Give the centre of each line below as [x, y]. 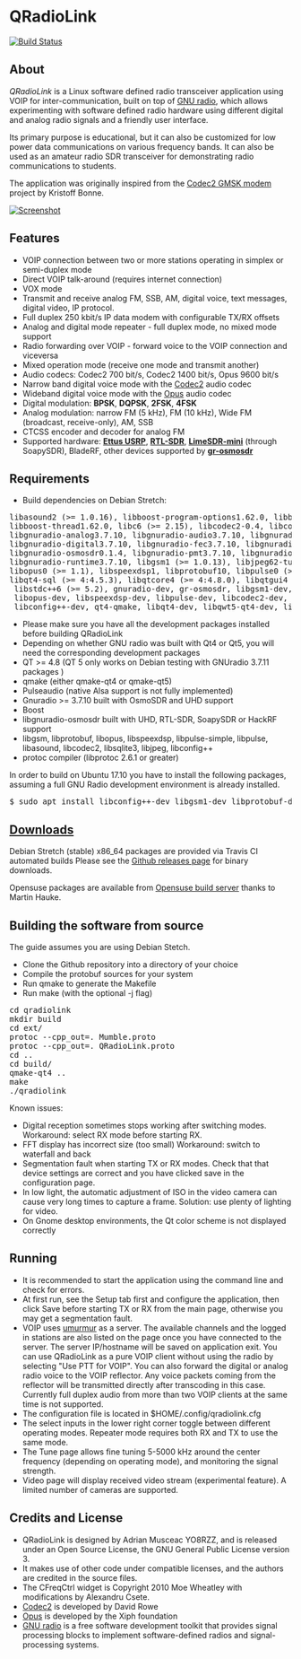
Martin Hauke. [35, 897]
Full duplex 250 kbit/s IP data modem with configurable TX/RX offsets [151, 317]
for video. [40, 1211]
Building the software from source [107, 926]
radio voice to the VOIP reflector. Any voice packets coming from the [149, 1375]
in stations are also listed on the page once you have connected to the [152, 1337]
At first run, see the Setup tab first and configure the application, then [150, 1299]
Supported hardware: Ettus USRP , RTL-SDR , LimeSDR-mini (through [150, 441]
